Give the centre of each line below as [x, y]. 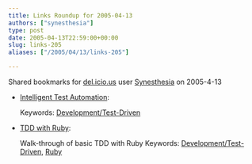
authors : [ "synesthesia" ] [51, 23]
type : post [26, 30]
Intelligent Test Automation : [64, 97]
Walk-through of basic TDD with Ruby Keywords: [99, 143]
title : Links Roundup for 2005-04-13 [71, 15]
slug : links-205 [35, 45]
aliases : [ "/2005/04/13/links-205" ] [69, 52]
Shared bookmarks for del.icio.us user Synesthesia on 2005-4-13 [115, 82]
